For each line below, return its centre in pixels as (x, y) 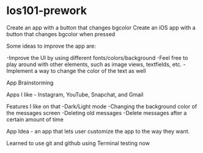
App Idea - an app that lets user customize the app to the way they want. (98, 131)
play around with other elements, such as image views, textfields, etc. (94, 64)
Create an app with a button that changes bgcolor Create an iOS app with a (101, 28)
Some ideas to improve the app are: (51, 46)
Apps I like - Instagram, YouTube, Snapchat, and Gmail (75, 94)
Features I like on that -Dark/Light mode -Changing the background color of (102, 106)
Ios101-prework (47, 11)
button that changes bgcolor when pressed (61, 34)
